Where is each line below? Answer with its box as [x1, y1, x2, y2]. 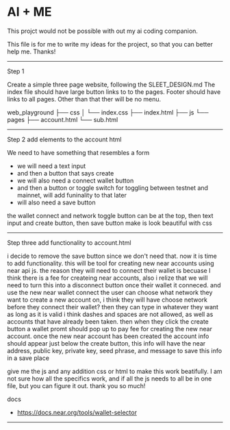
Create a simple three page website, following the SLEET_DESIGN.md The [7, 80, 216, 88]
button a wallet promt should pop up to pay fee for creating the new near [7, 324, 212, 333]
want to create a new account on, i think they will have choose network [7, 296, 207, 304]
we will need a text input [16, 162, 86, 170]
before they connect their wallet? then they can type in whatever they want [7, 302, 219, 311]
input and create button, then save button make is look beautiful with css [7, 219, 212, 227]
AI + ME [7, 4, 53, 20]
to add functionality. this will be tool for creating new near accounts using [7, 259, 214, 267]
